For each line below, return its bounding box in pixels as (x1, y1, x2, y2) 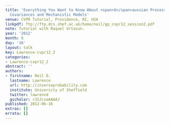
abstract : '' (5, 64, 33, 69)
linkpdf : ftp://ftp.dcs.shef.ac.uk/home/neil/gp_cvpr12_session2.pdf (5, 21, 155, 27)
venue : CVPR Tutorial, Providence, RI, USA (5, 17, 99, 22)
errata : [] (5, 111, 28, 116)
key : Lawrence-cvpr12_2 (5, 50, 56, 55)
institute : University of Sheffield (10, 87, 87, 93)
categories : (5, 54, 30, 60)
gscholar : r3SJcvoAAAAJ (10, 97, 60, 102)
